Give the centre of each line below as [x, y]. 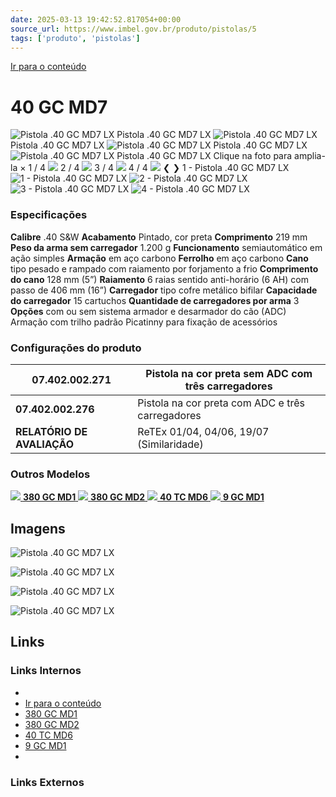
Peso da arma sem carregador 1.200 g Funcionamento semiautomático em [166, 247]
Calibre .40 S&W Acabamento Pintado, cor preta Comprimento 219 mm [159, 237]
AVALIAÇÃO [45, 444]
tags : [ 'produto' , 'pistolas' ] [75, 38]
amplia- [310, 156]
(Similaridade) [170, 444]
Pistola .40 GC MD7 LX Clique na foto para [204, 156]
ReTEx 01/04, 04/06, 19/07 [203, 431]
